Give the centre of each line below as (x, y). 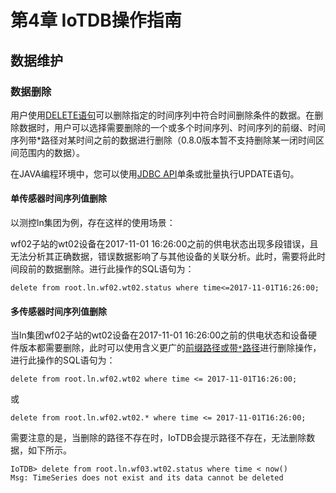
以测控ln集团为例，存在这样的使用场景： (93, 223)
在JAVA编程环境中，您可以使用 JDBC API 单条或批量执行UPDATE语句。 (155, 173)
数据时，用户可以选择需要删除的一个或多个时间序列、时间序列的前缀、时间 (172, 127)
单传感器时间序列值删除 (58, 198)
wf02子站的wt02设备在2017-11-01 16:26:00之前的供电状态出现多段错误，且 (164, 244)
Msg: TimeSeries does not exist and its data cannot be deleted (147, 478)
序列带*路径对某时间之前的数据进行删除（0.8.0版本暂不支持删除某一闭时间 (163, 140)
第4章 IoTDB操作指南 (96, 20)
